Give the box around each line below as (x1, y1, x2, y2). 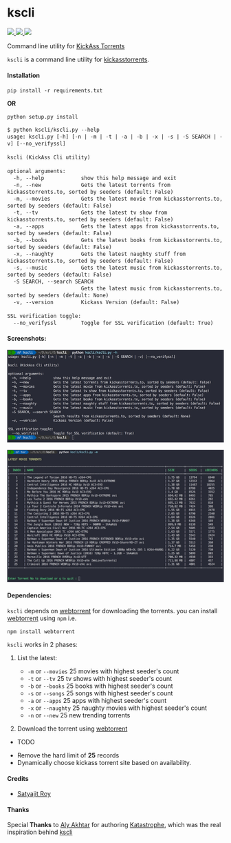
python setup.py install (7, 114, 78, 121)
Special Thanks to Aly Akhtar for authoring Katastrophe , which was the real (7, 821, 221, 829)
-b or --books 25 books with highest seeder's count (27, 682, 173, 690)
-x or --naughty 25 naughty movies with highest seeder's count (27, 704, 208, 712)
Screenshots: (7, 334, 47, 342)
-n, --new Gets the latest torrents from (13, 181, 170, 189)
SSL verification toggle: (7, 313, 81, 320)
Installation (7, 71, 40, 79)
